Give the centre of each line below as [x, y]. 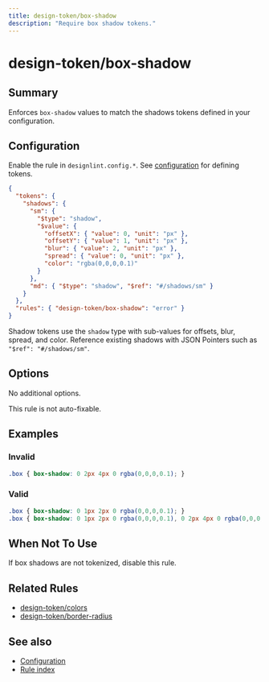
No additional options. [45, 393]
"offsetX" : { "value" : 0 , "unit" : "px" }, [116, 234]
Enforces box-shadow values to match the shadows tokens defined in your [129, 112]
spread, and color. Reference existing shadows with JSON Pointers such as [133, 340]
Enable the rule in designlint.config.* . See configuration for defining [124, 165]
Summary [33, 93]
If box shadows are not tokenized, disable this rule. [92, 563]
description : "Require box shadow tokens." [82, 23]
